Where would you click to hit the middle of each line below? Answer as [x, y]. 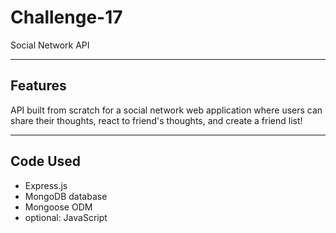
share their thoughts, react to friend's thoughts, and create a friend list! [156, 120]
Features [38, 86]
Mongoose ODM [58, 207]
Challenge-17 [66, 17]
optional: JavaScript [66, 217]
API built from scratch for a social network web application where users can [166, 110]
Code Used [46, 161]
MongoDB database [66, 196]
